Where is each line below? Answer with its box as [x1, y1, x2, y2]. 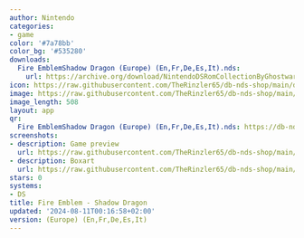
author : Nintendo [9, 13, 75, 23]
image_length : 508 [9, 97, 79, 107]
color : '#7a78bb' [9, 38, 75, 48]
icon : [9, 81, 30, 90]
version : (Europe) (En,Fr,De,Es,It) [9, 214, 147, 224]
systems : [9, 182, 43, 191]
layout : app [9, 106, 54, 115]
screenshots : [9, 131, 59, 140]
